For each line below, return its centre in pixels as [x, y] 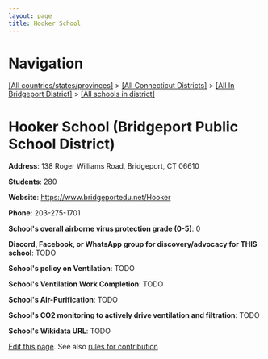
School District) [62, 144]
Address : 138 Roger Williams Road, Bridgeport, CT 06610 [104, 166]
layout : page [30, 16]
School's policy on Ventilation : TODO [72, 269]
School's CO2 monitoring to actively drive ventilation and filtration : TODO [134, 315]
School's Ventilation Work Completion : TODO [86, 284]
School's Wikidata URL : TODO [60, 331]
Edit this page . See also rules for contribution [84, 347]
